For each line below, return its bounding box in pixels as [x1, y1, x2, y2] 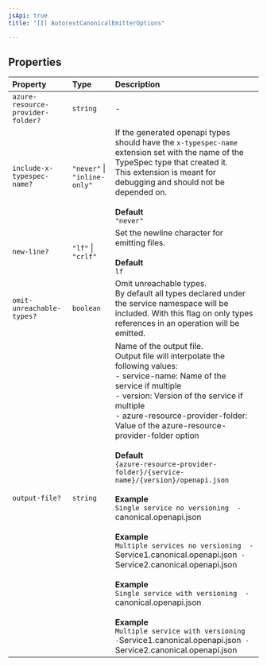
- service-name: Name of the [114, 370, 226, 381]
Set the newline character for [114, 227, 224, 238]
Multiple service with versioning [114, 627, 246, 636]
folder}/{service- [114, 468, 185, 477]
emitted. [114, 327, 145, 339]
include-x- [12, 164, 53, 173]
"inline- [72, 172, 106, 182]
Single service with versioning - [114, 589, 250, 598]
